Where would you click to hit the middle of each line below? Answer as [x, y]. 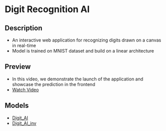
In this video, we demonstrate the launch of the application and [77, 79]
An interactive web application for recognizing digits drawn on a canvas [87, 40]
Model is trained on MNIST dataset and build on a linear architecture [83, 51]
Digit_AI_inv [24, 123]
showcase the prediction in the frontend [53, 84]
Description [23, 28]
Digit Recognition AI [47, 9]
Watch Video [25, 90]
